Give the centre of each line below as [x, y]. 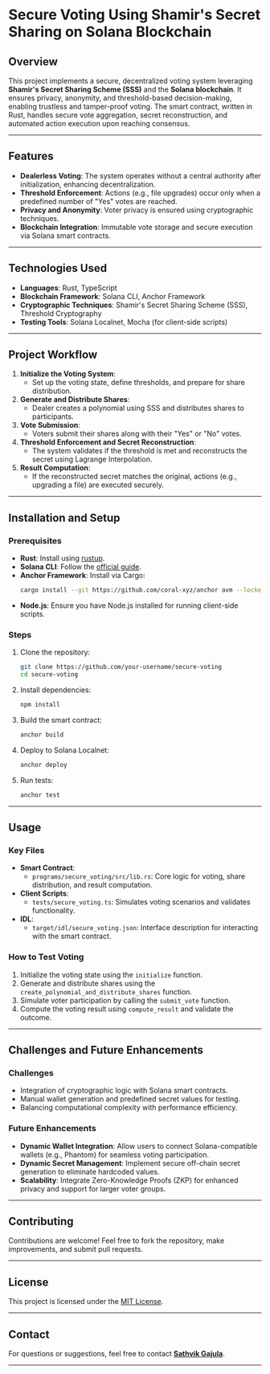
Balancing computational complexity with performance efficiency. [129, 1108]
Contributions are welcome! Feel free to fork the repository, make [117, 1241]
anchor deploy [43, 765]
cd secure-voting [49, 675]
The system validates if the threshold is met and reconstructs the [139, 451]
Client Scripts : [44, 893]
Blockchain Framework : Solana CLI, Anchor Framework [112, 296]
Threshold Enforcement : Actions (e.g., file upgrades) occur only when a [140, 193]
